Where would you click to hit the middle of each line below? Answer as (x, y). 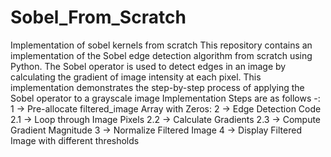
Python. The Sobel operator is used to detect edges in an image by (148, 66)
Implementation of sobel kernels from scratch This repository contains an (161, 45)
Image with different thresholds (75, 140)
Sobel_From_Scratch (98, 17)
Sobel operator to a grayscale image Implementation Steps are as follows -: (165, 98)
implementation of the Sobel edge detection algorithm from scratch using (161, 55)
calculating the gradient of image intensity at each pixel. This (136, 77)
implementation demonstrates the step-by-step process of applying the (157, 87)
